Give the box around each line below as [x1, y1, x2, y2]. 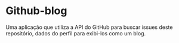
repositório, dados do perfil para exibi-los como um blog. [5, 29, 146, 37]
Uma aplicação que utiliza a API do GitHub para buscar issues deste [5, 24, 173, 31]
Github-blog [5, 4, 67, 18]
